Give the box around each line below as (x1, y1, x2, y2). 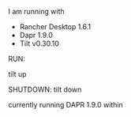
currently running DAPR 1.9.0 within (8, 100, 124, 109)
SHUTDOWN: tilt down (8, 85, 82, 94)
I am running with (8, 7, 65, 16)
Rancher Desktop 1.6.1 (19, 22, 92, 31)
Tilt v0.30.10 (19, 39, 59, 48)
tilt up (8, 70, 27, 78)
